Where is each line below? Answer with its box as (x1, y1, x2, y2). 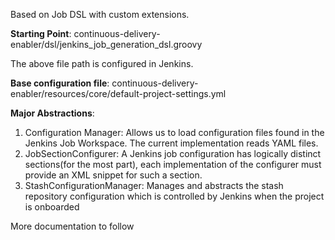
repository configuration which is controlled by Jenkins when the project (24, 190, 325, 202)
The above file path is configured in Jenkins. (10, 58, 194, 69)
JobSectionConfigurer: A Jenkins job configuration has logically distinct (24, 148, 322, 159)
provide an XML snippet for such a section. (24, 169, 203, 181)
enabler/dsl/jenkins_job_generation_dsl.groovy (10, 39, 203, 50)
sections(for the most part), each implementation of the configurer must (24, 159, 322, 170)
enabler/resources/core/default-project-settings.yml (10, 88, 227, 99)
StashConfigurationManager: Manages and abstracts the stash (24, 180, 284, 191)
